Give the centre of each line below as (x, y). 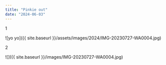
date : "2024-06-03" (25, 14)
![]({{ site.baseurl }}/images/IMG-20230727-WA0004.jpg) (64, 57)
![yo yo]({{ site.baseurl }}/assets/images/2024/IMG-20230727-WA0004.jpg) (83, 38)
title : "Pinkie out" (27, 10)
